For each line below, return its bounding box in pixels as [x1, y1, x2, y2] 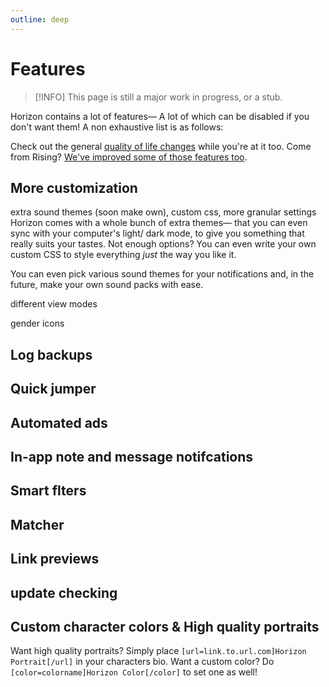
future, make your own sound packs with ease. [10, 279, 204, 291]
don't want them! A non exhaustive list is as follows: [10, 121, 224, 133]
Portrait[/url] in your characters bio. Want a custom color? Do [10, 656, 275, 668]
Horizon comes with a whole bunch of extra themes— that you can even [10, 217, 308, 229]
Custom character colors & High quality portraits [10, 618, 320, 635]
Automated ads [10, 414, 108, 431]
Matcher [10, 516, 65, 533]
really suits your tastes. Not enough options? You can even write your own [10, 238, 317, 250]
